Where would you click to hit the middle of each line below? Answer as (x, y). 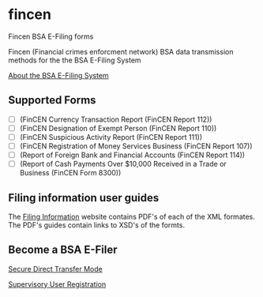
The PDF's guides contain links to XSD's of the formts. (97, 225)
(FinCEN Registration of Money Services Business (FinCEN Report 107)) (136, 146)
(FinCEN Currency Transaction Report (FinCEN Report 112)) (116, 119)
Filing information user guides (84, 198)
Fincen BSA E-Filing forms (51, 36)
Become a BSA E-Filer (63, 250)
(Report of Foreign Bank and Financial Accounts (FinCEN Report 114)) (132, 155)
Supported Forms (52, 100)
